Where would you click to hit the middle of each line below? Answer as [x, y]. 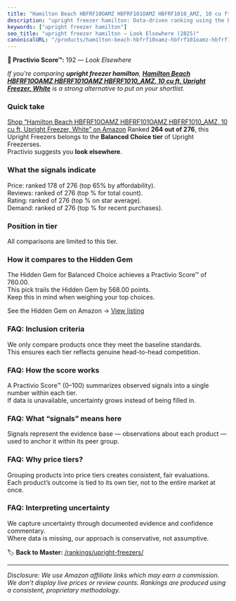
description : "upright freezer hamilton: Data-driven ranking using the [116, 20]
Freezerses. [24, 144]
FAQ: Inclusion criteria [46, 329]
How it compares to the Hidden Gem [70, 259]
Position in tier [32, 226]
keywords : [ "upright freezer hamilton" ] [67, 27]
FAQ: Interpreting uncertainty [59, 508]
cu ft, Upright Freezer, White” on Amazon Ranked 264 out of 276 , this [108, 129]
